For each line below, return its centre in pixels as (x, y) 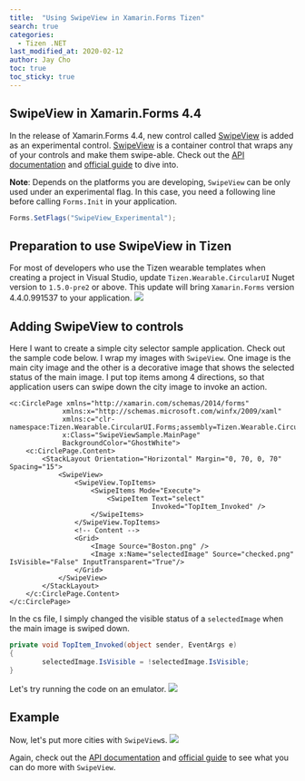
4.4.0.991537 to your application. (71, 298)
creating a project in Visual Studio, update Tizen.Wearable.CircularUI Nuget (152, 278)
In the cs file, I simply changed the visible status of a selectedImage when (147, 619)
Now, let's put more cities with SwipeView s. (89, 740)
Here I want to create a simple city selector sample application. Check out (148, 348)
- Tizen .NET (42, 43)
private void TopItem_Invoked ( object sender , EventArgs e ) (123, 645)
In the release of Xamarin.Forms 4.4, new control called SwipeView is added (152, 135)
